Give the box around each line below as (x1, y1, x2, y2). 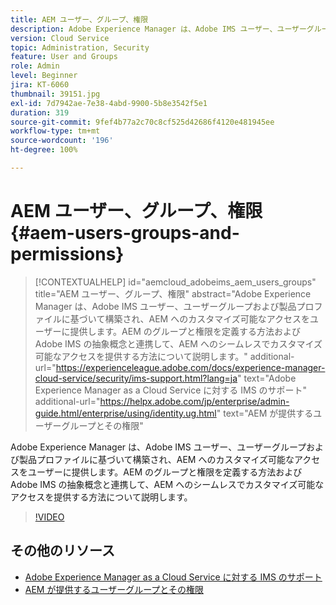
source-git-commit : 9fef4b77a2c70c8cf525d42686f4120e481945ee (10, 117, 275, 127)
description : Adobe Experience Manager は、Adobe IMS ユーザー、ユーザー (10, 24, 307, 34)
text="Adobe (243, 372, 297, 384)
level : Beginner (10, 71, 78, 81)
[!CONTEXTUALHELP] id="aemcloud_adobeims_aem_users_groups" (34, 276, 317, 288)
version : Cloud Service (10, 33, 110, 43)
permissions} (10, 243, 125, 266)
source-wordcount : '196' (10, 136, 114, 146)
